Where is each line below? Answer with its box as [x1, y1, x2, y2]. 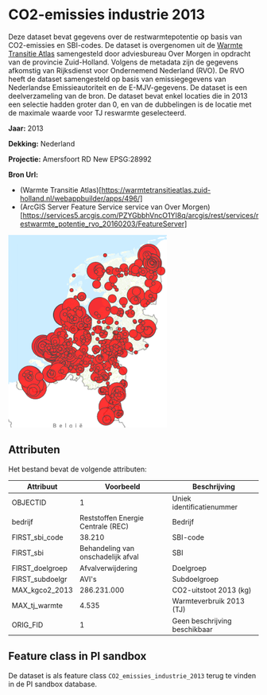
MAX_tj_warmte [11, 600, 64, 610]
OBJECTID [11, 498, 47, 507]
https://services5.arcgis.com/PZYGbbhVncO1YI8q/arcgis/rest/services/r [22, 210, 259, 220]
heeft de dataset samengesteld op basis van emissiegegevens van [8, 74, 226, 84]
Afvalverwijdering [79, 563, 137, 572]
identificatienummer [172, 502, 238, 511]
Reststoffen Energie [79, 513, 145, 522]
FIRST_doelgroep [11, 563, 68, 572]
